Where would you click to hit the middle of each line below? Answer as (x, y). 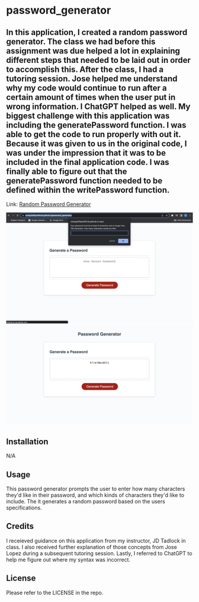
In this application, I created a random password (97, 32)
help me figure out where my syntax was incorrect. (68, 559)
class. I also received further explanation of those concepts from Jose (92, 547)
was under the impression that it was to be (86, 153)
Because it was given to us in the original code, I (97, 143)
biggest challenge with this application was (88, 115)
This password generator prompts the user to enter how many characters (96, 489)
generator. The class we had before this (81, 41)
